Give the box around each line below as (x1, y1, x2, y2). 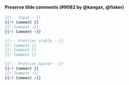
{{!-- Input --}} (5, 15, 41, 20)
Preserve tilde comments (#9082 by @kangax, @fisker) (5, 4, 124, 10)
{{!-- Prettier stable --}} (5, 38, 64, 43)
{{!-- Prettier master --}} (5, 61, 64, 66)
